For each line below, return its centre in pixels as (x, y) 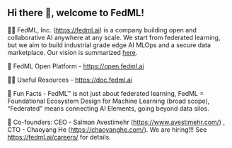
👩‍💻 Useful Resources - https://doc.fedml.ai (70, 80)
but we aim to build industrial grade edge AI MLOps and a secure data (109, 45)
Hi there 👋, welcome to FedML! (76, 13)
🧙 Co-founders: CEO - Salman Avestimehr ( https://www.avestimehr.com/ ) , (116, 122)
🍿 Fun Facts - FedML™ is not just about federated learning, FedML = (106, 93)
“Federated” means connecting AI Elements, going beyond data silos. (109, 108)
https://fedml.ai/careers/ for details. (59, 137)
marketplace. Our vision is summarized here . (72, 52)
